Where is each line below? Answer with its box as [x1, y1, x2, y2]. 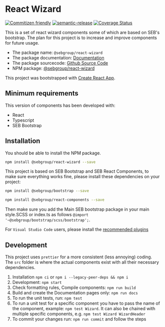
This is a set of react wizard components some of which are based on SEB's [5, 29, 160, 35]
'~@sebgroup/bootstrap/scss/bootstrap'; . [5, 217, 91, 223]
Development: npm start [12, 280, 62, 285]
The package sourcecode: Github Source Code [12, 60, 108, 66]
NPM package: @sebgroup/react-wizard [12, 65, 95, 71]
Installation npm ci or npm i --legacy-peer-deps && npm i [12, 274, 129, 280]
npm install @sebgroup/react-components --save [5, 197, 105, 202]
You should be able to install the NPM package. [5, 150, 101, 156]
